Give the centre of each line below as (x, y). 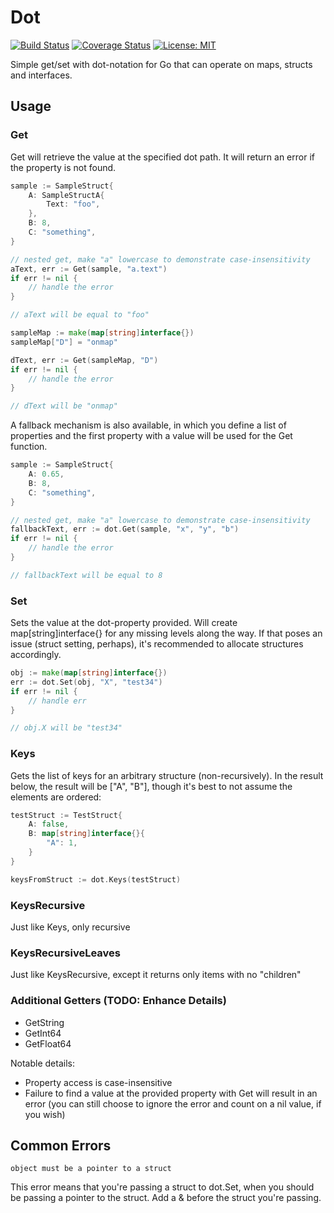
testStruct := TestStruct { (66, 815)
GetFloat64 (48, 1043)
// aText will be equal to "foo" (80, 315)
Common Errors (61, 1145)
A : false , (49, 824)
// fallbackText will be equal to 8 (86, 575)
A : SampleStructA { (66, 195)
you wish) (45, 1114)
